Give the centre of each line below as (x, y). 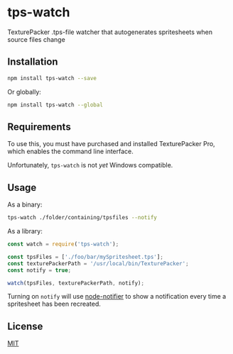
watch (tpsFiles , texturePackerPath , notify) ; (76, 283)
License (25, 326)
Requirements (39, 127)
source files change (36, 39)
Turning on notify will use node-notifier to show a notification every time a (117, 297)
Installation (33, 62)
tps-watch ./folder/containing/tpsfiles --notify (82, 218)
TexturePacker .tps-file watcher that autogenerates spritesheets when (110, 32)
